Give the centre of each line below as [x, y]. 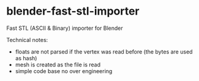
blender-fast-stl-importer [73, 11]
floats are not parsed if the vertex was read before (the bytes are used [104, 51]
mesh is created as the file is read [58, 65]
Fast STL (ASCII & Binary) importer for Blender [65, 28]
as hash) [26, 58]
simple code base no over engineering [64, 71]
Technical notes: [27, 40]
